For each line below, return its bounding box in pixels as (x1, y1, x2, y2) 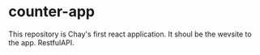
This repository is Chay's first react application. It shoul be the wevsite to (8, 29, 253, 39)
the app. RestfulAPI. (8, 37, 75, 47)
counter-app (8, 2, 96, 21)
